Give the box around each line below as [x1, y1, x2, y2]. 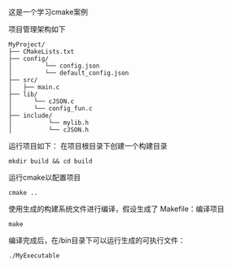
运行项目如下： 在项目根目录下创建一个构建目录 [8, 141, 168, 150]
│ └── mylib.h [8, 119, 90, 127]
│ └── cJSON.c [8, 97, 75, 106]
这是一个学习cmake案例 [8, 7, 88, 16]
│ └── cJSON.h [8, 126, 90, 134]
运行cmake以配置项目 [8, 173, 81, 182]
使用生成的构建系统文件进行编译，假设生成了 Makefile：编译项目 [8, 204, 225, 214]
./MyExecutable [8, 252, 60, 260]
